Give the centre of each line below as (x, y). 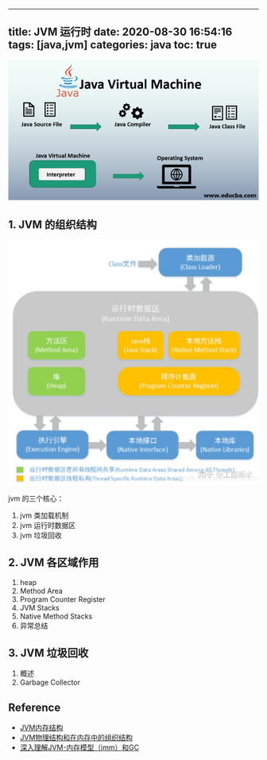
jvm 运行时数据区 (48, 525)
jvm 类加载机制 (44, 515)
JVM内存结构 (41, 727)
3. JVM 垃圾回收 (48, 653)
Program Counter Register (62, 599)
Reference (35, 707)
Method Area (41, 591)
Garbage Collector (50, 682)
